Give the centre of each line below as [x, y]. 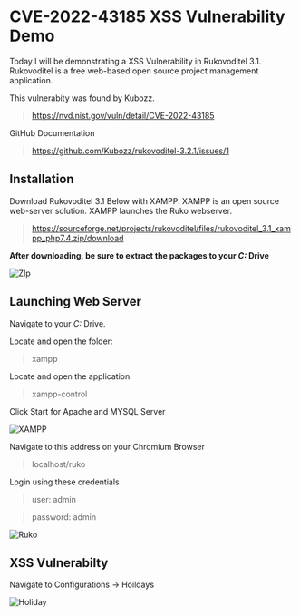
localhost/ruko [58, 464]
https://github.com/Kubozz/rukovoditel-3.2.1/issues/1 [130, 151]
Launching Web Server [76, 302]
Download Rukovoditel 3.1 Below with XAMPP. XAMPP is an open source [144, 200]
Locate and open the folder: [61, 341]
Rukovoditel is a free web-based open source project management [134, 71]
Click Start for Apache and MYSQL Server [87, 411]
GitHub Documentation [52, 132]
